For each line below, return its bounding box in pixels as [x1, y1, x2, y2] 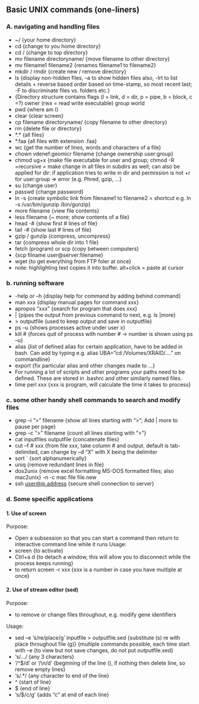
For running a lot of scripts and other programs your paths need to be [14, 368, 185, 375]
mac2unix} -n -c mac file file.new [14, 474, 97, 481]
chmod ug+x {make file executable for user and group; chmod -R [14, 156, 175, 163]
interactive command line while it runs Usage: [14, 541, 127, 548]
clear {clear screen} [14, 112, 64, 119]
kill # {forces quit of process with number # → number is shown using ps [14, 330, 193, 337]
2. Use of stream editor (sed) [6, 586, 78, 593]
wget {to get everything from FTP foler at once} [14, 257, 132, 264]
